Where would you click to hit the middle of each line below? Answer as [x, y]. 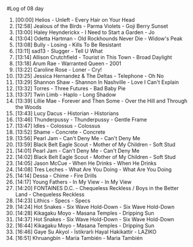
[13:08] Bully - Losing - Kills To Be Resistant [68, 45]
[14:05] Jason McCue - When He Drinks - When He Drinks [86, 163]
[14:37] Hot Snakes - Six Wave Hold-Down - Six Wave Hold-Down [95, 219]
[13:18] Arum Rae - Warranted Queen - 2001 [68, 63]
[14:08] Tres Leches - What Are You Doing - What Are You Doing [93, 169]
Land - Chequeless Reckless [50, 194]
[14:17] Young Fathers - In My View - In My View [73, 182]
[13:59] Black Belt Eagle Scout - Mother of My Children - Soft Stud [95, 144]
